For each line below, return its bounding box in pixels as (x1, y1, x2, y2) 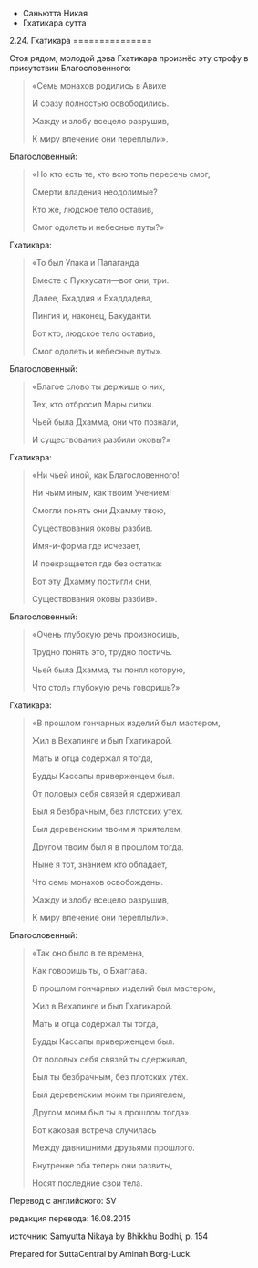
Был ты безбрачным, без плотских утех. (31, 1072, 189, 1082)
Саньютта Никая (22, 8, 88, 18)
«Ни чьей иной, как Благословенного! (31, 470, 180, 481)
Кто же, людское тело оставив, (31, 205, 154, 215)
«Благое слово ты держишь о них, (31, 381, 166, 392)
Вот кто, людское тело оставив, (31, 328, 156, 339)
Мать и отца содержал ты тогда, (31, 1019, 159, 1029)
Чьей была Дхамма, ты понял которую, (31, 664, 186, 675)
